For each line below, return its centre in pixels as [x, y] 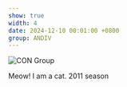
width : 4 [23, 23]
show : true [26, 16]
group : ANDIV [30, 38]
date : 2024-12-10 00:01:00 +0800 [64, 30]
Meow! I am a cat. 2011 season [59, 76]
